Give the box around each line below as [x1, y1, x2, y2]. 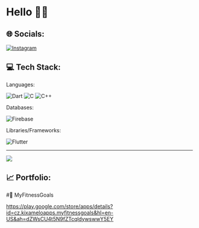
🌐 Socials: [6, 29, 45, 39]
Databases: [6, 103, 34, 111]
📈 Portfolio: [6, 172, 52, 183]
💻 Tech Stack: [6, 62, 61, 73]
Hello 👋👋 [6, 5, 49, 19]
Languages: [6, 81, 35, 88]
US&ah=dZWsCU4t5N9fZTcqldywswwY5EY [6, 215, 114, 222]
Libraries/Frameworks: [6, 126, 61, 133]
